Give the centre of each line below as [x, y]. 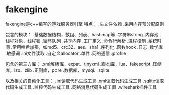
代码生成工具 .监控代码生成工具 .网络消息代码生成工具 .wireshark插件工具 [81, 87]
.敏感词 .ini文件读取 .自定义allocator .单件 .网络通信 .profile [66, 53]
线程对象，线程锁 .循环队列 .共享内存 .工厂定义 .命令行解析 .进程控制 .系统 [81, 41]
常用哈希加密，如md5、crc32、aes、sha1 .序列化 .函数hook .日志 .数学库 [88, 47]
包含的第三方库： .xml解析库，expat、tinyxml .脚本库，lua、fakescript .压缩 [84, 64]
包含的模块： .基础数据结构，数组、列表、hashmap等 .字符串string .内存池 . [83, 34]
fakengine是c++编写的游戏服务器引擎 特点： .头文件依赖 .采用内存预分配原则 [85, 24]
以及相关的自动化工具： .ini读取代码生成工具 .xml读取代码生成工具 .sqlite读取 [85, 81]
